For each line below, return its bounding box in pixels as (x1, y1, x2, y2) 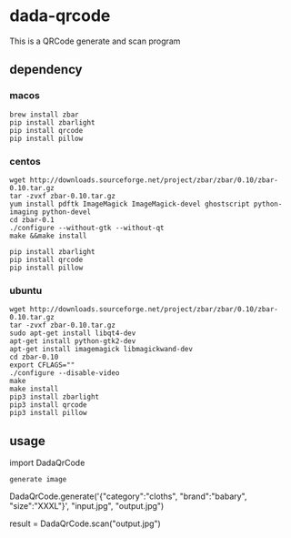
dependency (9, 62, 84, 77)
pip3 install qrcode (9, 401, 88, 410)
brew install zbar (9, 110, 79, 119)
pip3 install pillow (9, 409, 88, 418)
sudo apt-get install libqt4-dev (9, 329, 136, 338)
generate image (9, 475, 67, 484)
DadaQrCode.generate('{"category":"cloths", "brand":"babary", (9, 491, 247, 502)
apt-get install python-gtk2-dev (9, 337, 136, 346)
